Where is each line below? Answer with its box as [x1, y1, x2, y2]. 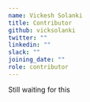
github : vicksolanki [8, 26, 77, 34]
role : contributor [8, 63, 69, 71]
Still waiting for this [8, 85, 71, 94]
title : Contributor [8, 19, 73, 27]
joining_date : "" [8, 56, 66, 64]
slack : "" [8, 48, 41, 56]
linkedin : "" [8, 41, 51, 49]
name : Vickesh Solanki [8, 11, 83, 20]
